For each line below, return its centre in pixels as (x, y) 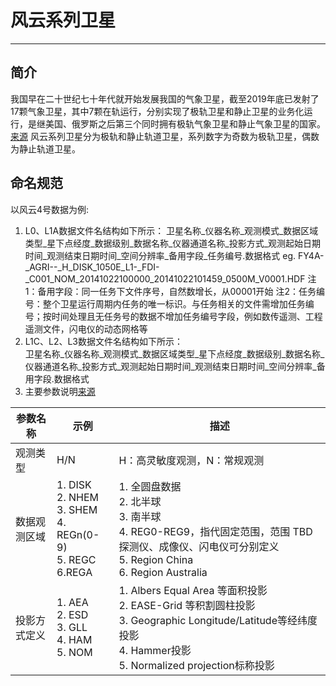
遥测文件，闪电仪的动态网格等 (86, 328)
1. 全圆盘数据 (150, 486)
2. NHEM (77, 497)
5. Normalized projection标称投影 (196, 665)
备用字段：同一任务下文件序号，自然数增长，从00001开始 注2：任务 (177, 291)
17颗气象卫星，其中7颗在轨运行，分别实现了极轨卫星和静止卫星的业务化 (157, 111)
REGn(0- (78, 534)
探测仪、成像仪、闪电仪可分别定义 (199, 546)
